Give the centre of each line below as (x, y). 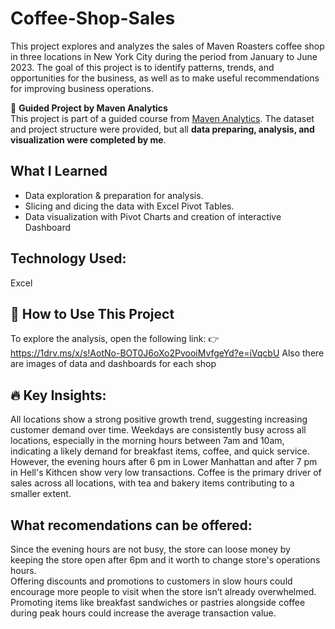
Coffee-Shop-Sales (93, 18)
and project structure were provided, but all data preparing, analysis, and (162, 129)
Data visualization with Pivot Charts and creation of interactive (153, 216)
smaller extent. (41, 494)
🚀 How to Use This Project (92, 313)
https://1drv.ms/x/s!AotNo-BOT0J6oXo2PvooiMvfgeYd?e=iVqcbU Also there (167, 353)
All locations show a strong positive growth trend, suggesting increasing (159, 419)
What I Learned (59, 171)
